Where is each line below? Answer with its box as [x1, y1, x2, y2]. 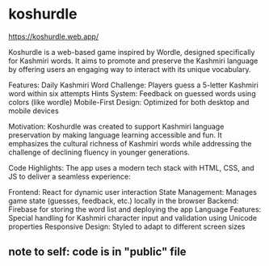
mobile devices [8, 106, 59, 116]
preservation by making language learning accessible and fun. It [8, 130, 222, 140]
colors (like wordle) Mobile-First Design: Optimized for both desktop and [8, 97, 250, 107]
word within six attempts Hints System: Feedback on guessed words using [8, 88, 256, 98]
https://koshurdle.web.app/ [8, 32, 99, 41]
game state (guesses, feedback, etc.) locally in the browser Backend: [8, 196, 239, 205]
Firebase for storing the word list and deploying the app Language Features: [8, 204, 262, 214]
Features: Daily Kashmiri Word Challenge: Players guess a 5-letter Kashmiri [8, 80, 258, 90]
